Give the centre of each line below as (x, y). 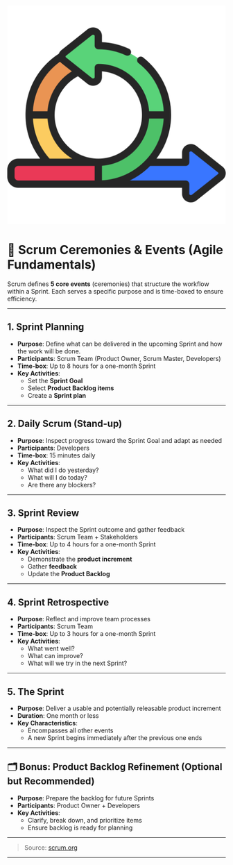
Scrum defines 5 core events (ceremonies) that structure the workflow (108, 284)
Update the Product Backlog (69, 574)
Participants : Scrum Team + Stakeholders (78, 537)
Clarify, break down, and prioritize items (85, 820)
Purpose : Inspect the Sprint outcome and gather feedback (101, 530)
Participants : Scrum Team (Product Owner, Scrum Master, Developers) (119, 358)
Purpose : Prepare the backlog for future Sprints (86, 798)
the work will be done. (49, 351)
